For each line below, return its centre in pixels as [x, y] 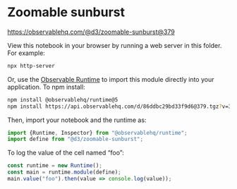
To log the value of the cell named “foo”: [66, 153]
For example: [26, 53]
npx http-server [31, 66]
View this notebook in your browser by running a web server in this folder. [115, 45]
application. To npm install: [47, 87]
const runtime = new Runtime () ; [55, 166]
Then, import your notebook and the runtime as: [77, 120]
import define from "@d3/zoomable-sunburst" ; [75, 139]
